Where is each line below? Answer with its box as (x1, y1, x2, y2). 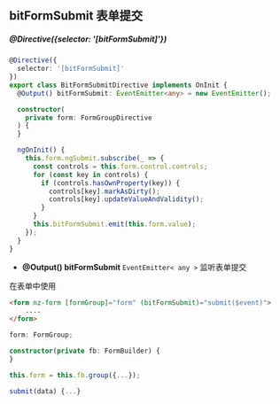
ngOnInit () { (17, 145, 66, 155)
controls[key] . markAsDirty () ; (48, 187, 161, 196)
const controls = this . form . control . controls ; (32, 162, 208, 171)
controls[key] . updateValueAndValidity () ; (48, 195, 204, 204)
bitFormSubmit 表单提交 (9, 8, 144, 24)
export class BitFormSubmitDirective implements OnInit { (9, 81, 228, 89)
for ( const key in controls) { (32, 170, 149, 179)
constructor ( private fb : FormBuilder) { (9, 346, 161, 356)
